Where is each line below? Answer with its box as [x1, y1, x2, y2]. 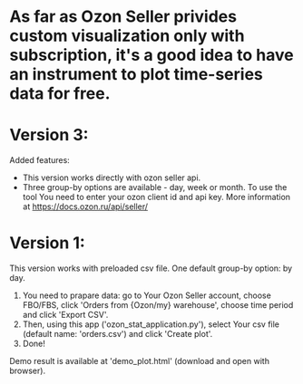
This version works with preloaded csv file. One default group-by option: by [9, 263, 293, 274]
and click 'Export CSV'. [22, 310, 109, 321]
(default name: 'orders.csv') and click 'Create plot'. [22, 329, 213, 340]
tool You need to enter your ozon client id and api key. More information [22, 192, 291, 203]
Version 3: [9, 125, 89, 146]
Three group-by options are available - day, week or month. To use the [22, 182, 288, 193]
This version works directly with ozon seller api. [22, 172, 201, 183]
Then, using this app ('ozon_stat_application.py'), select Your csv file [22, 319, 279, 330]
